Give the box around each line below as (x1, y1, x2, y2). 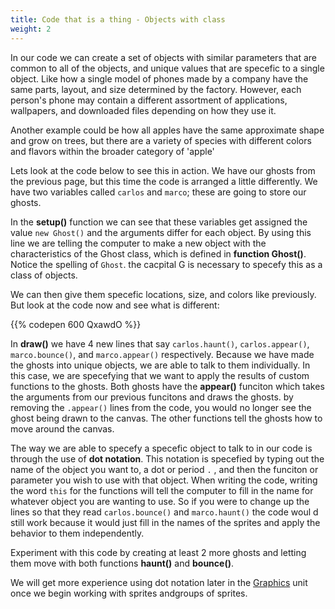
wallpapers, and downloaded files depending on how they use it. (10, 104, 277, 116)
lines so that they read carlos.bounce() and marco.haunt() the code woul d (10, 506, 319, 518)
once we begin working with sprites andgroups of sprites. (10, 587, 248, 599)
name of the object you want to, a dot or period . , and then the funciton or (10, 463, 319, 475)
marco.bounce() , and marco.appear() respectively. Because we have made (10, 348, 315, 360)
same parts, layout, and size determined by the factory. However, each (10, 83, 302, 95)
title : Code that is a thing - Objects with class (10, 14, 226, 25)
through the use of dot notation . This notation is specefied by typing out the (10, 452, 325, 465)
